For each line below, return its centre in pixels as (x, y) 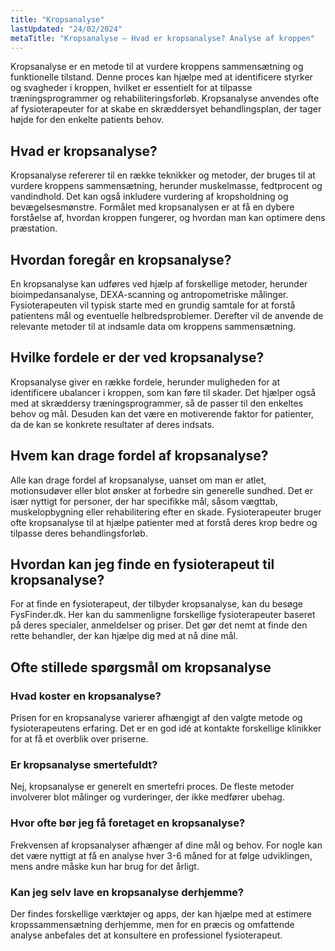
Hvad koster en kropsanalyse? (86, 696)
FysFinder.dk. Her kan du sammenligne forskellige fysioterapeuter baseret (163, 615)
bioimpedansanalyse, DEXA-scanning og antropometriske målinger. (149, 294)
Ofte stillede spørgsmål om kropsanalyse (141, 667)
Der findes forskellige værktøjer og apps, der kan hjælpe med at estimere (161, 914)
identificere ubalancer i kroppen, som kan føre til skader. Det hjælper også (163, 392)
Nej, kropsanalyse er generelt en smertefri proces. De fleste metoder (152, 787)
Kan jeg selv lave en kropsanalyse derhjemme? (127, 892)
